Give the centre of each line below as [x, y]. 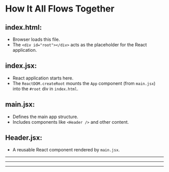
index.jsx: [21, 66]
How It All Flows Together [60, 9]
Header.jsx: [24, 138]
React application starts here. [43, 78]
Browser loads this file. [36, 39]
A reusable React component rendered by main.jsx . [66, 150]
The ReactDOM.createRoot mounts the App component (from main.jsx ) [84, 83]
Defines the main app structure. [45, 117]
